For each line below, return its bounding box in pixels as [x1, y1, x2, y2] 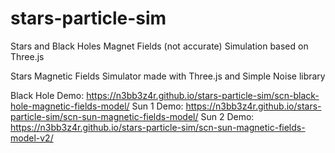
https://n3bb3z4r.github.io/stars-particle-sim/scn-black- [86, 89, 320, 101]
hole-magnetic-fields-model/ [10, 100, 130, 112]
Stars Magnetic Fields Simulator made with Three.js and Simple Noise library [10, 70, 326, 82]
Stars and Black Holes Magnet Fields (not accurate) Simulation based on [10, 40, 309, 52]
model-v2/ [10, 132, 54, 144]
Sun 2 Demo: [200, 110, 255, 122]
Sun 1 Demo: [131, 100, 184, 112]
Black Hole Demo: [10, 89, 85, 101]
